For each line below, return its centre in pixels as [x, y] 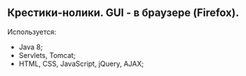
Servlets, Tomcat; [47, 55]
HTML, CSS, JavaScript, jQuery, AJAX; [81, 63]
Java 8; [31, 47]
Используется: [32, 31]
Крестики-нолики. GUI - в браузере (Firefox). [123, 13]
